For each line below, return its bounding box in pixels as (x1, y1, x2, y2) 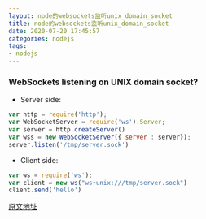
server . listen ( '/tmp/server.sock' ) (8, 140, 129, 148)
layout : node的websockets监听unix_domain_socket (8, 11, 173, 20)
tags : (8, 42, 27, 50)
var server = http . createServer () (8, 126, 126, 134)
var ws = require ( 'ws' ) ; (8, 171, 93, 179)
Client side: (20, 155, 59, 165)
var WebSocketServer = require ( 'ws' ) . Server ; (8, 118, 165, 127)
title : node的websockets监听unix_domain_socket (8, 19, 169, 28)
